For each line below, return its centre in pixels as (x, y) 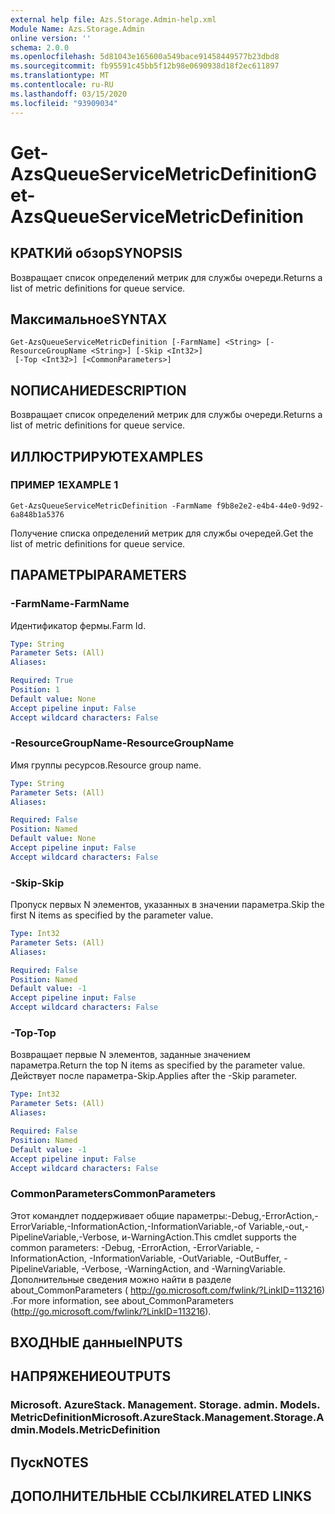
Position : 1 (35, 690)
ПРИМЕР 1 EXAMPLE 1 (64, 485)
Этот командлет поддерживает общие (92, 1215)
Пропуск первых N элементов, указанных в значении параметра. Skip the (167, 905)
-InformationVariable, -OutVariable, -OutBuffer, (185, 1258)
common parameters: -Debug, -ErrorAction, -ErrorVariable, (132, 1247)
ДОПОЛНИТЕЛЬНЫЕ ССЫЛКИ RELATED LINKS (161, 1496)
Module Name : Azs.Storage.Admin (77, 29)
